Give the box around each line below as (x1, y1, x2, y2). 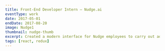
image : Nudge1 (5, 25, 34, 30)
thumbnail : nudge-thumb (5, 30, 54, 34)
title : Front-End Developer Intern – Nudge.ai (5, 7, 102, 12)
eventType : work (5, 12, 38, 17)
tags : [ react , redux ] (5, 39, 50, 44)
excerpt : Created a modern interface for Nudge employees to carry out (5, 34, 155, 39)
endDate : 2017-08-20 (5, 20, 48, 26)
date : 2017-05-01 (5, 16, 41, 21)
